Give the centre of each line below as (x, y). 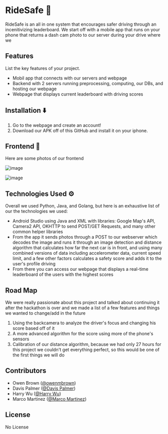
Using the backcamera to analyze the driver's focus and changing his (84, 323)
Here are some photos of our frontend (44, 159)
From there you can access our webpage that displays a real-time (80, 269)
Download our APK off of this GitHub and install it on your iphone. (80, 130)
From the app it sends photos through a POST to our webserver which (85, 237)
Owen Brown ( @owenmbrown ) (44, 383)
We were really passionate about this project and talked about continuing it (82, 302)
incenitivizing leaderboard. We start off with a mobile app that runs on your (83, 29)
